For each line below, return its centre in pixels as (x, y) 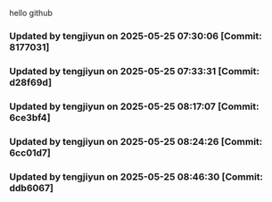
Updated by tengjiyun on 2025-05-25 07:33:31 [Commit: (135, 71)
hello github (31, 13)
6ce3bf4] (30, 117)
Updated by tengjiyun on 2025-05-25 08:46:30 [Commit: (136, 176)
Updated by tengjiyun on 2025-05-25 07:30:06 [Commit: (136, 36)
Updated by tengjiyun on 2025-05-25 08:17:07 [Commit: (134, 106)
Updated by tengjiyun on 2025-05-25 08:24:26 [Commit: (136, 141)
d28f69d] (30, 82)
